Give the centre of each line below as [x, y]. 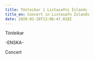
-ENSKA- [14, 43]
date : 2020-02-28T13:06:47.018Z [38, 19]
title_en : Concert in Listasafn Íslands [47, 14]
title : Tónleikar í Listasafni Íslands [46, 10]
